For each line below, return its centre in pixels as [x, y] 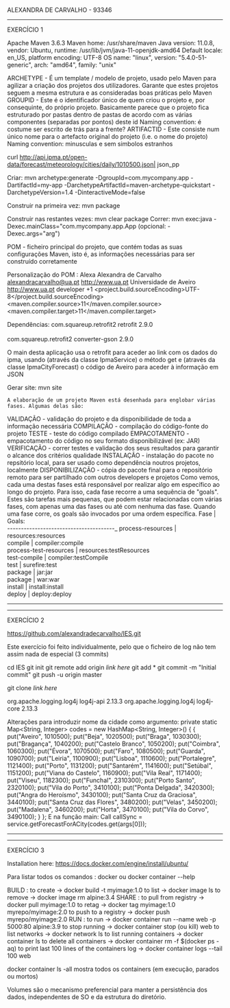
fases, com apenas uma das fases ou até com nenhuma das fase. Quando [112, 506]
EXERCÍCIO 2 [26, 620]
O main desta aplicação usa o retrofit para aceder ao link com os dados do [112, 352]
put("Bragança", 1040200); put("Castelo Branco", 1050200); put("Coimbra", [114, 744]
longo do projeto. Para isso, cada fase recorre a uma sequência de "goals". [113, 492]
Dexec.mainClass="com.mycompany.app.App [72, 226]
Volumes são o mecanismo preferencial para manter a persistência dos [107, 989]
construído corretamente [42, 261]
